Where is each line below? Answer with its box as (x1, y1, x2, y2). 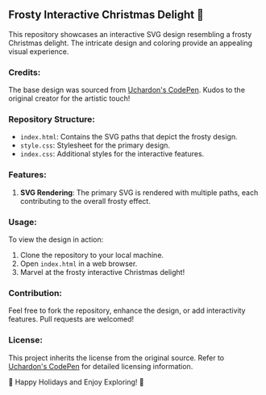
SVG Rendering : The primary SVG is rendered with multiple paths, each (19, 187, 259, 197)
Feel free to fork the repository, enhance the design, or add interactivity (8, 306, 246, 315)
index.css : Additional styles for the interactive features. (19, 149, 205, 159)
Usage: (8, 216, 38, 227)
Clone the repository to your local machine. (19, 251, 164, 260)
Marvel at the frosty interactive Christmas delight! (19, 268, 185, 276)
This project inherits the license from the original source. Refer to (8, 352, 225, 363)
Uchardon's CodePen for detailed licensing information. (8, 361, 193, 371)
